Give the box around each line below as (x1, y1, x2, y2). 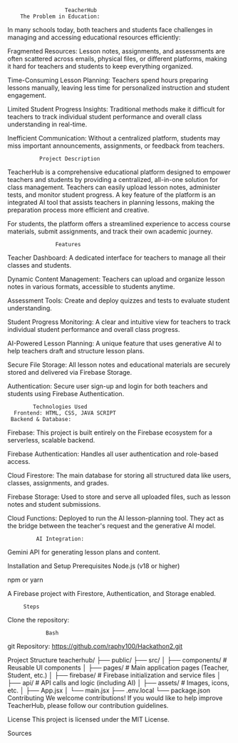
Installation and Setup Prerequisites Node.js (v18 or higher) (7, 562, 180, 570)
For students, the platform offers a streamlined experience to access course (7, 220, 231, 228)
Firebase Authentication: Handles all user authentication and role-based (7, 450, 219, 458)
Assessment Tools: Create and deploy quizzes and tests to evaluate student (7, 296, 230, 305)
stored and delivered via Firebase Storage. (7, 368, 133, 376)
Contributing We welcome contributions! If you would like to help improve (7, 694, 223, 702)
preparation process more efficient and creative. (7, 206, 150, 214)
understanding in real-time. (7, 120, 88, 128)
